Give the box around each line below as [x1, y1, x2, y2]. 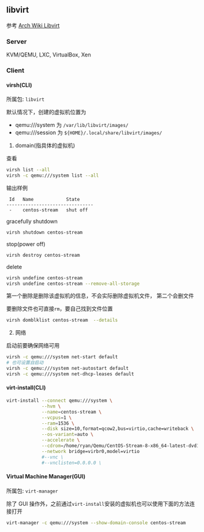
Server [6, 37, 27, 46]
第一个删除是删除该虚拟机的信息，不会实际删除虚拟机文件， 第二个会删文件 [6, 292, 194, 299]
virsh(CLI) [6, 81, 32, 89]
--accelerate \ [41, 437, 80, 443]
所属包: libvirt [6, 95, 45, 103]
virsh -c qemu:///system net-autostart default [6, 366, 129, 372]
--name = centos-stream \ [41, 409, 102, 415]
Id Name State [8, 196, 80, 202]
